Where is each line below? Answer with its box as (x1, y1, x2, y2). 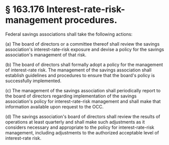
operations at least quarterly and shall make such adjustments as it (5, 119, 145, 125)
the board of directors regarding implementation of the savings (5, 93, 137, 99)
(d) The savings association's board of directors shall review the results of (5, 113, 161, 120)
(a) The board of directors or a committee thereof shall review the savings (5, 41, 160, 47)
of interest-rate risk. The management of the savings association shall (5, 67, 152, 73)
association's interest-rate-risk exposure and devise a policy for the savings (5, 46, 164, 52)
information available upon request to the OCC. (5, 103, 104, 110)
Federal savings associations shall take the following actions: (5, 31, 133, 37)
